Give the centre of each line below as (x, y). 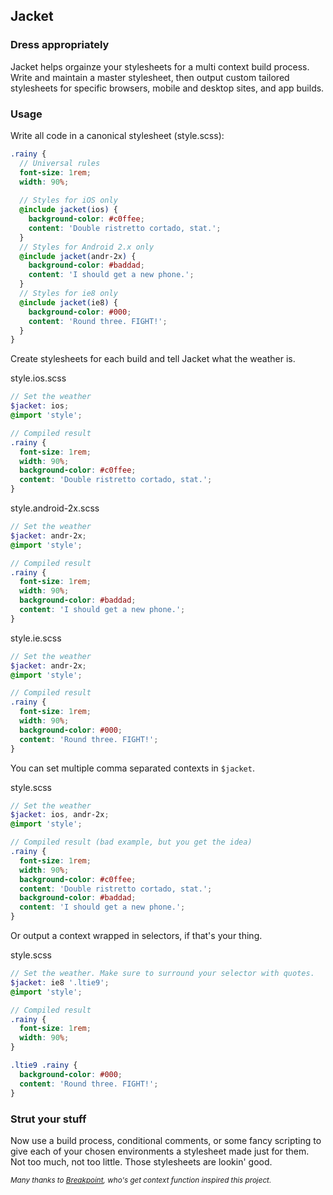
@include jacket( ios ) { (68, 210)
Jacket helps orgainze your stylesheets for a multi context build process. (160, 66)
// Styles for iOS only (68, 200)
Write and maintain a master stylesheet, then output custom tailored (150, 77)
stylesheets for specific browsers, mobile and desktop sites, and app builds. (167, 88)
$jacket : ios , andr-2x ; (60, 815)
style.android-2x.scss (55, 508)
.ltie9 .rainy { (44, 1065)
